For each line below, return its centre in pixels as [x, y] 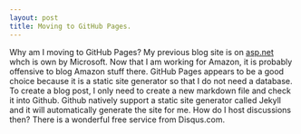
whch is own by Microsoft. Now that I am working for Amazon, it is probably [151, 62]
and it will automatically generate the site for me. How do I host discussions [150, 110]
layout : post [34, 18]
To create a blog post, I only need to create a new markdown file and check [150, 91]
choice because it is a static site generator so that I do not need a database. [151, 81]
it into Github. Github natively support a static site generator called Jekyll [145, 100]
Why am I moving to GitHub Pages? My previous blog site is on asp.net [141, 52]
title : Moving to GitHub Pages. [70, 26]
